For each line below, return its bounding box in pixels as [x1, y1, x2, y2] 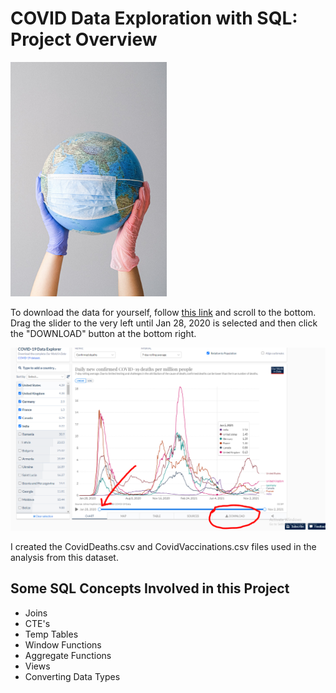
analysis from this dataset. [10, 551, 119, 563]
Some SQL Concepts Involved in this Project [10, 580, 290, 597]
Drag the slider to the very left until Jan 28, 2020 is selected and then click [10, 317, 318, 329]
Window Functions [24, 638, 102, 651]
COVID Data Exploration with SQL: [10, 7, 298, 30]
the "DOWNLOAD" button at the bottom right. [10, 327, 197, 339]
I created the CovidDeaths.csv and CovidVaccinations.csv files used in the [10, 540, 317, 552]
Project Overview [10, 28, 158, 51]
